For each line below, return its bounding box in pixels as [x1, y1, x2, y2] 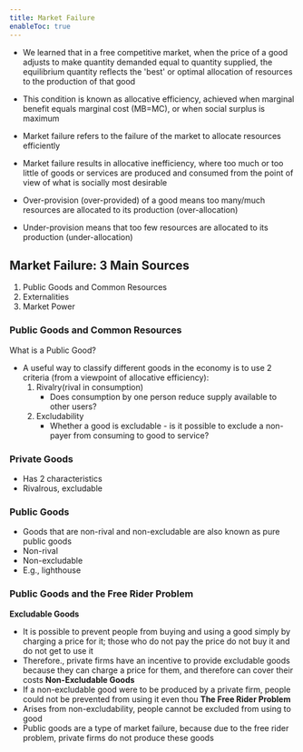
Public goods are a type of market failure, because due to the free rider [22, 722, 289, 733]
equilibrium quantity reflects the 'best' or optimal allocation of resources [22, 65, 293, 77]
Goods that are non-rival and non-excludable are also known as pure [22, 526, 280, 537]
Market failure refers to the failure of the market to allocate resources [22, 130, 281, 141]
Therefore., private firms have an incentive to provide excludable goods [22, 655, 290, 666]
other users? [49, 401, 97, 412]
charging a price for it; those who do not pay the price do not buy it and [22, 636, 290, 647]
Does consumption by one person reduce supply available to [49, 391, 278, 402]
